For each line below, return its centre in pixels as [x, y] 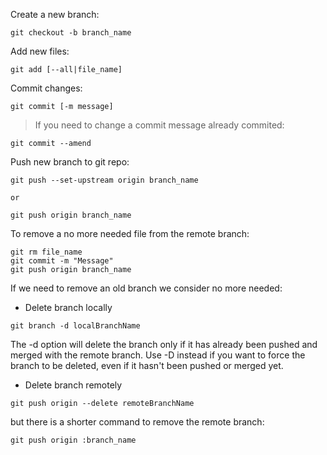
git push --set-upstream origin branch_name [104, 180]
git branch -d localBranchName [75, 326]
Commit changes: [46, 88]
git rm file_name [46, 252]
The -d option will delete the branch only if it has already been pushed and [164, 344]
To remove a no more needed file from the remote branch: [130, 233]
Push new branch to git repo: [70, 162]
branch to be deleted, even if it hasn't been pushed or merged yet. [147, 365]
